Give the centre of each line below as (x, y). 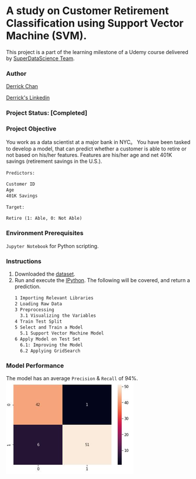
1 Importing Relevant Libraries (54, 298)
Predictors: (20, 173)
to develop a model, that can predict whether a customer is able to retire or (96, 149)
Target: (16, 207)
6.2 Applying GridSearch (50, 351)
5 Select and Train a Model (49, 327)
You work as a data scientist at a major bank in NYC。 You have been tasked (98, 142)
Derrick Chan (22, 86)
